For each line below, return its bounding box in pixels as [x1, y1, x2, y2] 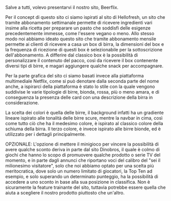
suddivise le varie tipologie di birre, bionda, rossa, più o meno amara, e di [5, 89, 160, 95]
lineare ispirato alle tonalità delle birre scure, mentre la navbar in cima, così [5, 115, 163, 121]
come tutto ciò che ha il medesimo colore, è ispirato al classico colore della [5, 121, 163, 126]
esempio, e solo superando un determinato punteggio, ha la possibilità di [5, 174, 158, 180]
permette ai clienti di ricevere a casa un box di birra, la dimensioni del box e [5, 41, 164, 47]
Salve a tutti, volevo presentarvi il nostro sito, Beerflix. [5, 5, 119, 10]
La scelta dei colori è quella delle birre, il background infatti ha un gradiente [5, 109, 164, 116]
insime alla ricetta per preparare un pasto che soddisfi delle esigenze [5, 25, 151, 31]
